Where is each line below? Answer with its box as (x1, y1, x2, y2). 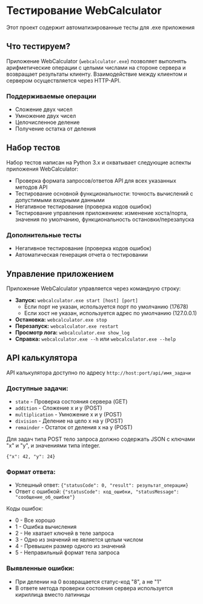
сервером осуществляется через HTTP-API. (6, 76, 121, 84)
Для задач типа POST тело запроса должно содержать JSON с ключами (6, 435, 195, 443)
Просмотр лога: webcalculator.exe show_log (15, 328, 130, 336)
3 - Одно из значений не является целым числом (15, 536, 144, 543)
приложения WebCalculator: (6, 165, 79, 172)
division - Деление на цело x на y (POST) (15, 417, 123, 425)
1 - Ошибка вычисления (15, 523, 77, 531)
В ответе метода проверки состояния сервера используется (15, 584, 173, 592)
